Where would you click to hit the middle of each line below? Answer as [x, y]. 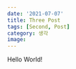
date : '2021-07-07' [36, 14]
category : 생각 [28, 33]
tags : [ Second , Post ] [39, 26]
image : [17, 40]
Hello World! [25, 59]
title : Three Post [34, 20]
